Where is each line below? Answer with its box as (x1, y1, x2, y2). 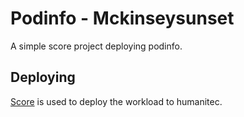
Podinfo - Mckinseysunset (10, 7, 235, 30)
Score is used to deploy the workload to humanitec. (10, 95, 223, 107)
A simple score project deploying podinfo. (10, 40, 183, 52)
